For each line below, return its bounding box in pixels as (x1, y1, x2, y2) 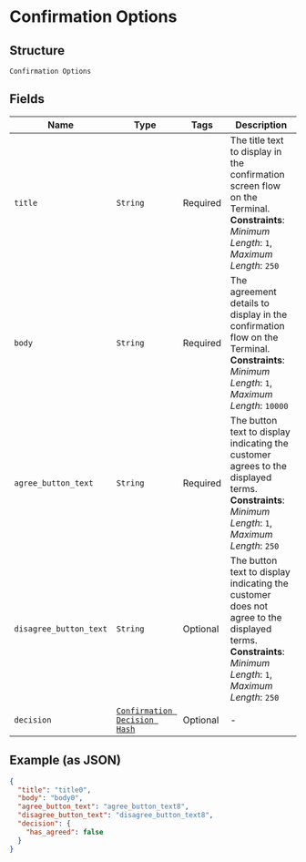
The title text (229, 134, 284, 147)
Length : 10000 (229, 399, 289, 412)
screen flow (229, 180, 280, 192)
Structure (9, 43, 66, 58)
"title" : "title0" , (17, 785, 92, 795)
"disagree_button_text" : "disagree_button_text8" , (17, 811, 214, 820)
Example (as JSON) (9, 753, 121, 768)
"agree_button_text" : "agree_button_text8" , (17, 802, 189, 812)
